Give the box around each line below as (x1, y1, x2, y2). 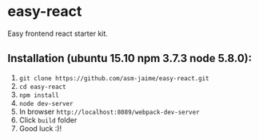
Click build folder (18, 115, 78, 125)
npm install (18, 91, 59, 99)
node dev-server (18, 99, 74, 107)
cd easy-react (18, 83, 66, 91)
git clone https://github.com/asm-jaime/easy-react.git (18, 74, 209, 82)
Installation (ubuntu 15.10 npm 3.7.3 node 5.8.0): (7, 52, 253, 65)
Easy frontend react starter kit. (7, 29, 109, 38)
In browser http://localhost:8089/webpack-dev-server (18, 107, 201, 116)
